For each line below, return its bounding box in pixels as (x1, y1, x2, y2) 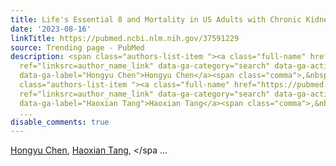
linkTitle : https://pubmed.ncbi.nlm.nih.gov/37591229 (10, 33, 240, 43)
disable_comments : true (10, 117, 110, 127)
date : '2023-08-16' (10, 24, 92, 34)
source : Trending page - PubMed (10, 42, 145, 53)
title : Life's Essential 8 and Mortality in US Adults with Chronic (10, 14, 302, 25)
